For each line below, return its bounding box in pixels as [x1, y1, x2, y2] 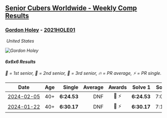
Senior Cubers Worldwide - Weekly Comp [5, 4, 137, 12]
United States [6, 38, 34, 44]
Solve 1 [132, 84, 151, 91]
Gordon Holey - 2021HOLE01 [5, 27, 76, 34]
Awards [108, 84, 127, 91]
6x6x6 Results [5, 59, 36, 65]
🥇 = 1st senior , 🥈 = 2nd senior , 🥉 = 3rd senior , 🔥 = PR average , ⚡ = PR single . [5, 70, 162, 76]
